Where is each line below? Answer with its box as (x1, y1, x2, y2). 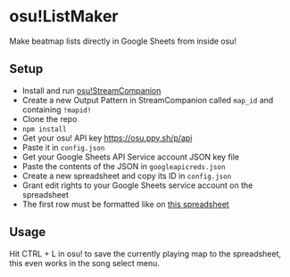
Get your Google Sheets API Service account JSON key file (21, 151, 240, 162)
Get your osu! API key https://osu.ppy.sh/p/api (21, 132, 193, 143)
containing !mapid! (21, 104, 92, 115)
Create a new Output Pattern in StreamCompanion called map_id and (21, 94, 274, 105)
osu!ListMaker (9, 6, 119, 27)
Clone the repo (21, 113, 78, 124)
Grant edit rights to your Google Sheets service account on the (21, 180, 253, 191)
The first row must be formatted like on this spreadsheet (21, 199, 229, 209)
